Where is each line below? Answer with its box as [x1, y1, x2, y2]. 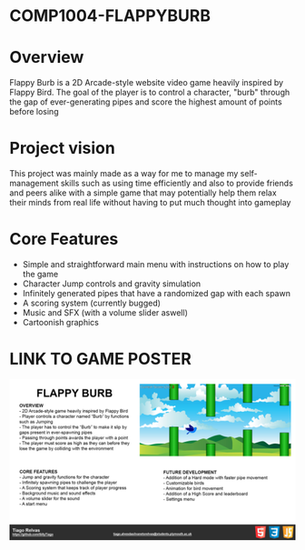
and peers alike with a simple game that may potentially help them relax [9, 187, 277, 198]
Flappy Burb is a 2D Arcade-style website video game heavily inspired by [9, 77, 284, 88]
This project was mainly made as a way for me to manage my [9, 168, 239, 179]
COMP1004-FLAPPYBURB [9, 5, 212, 26]
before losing [9, 106, 59, 117]
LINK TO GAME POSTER [9, 349, 192, 369]
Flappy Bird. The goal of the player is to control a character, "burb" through [9, 87, 290, 98]
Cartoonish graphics [22, 317, 100, 327]
